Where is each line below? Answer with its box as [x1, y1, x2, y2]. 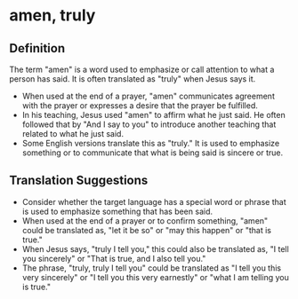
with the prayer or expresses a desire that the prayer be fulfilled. [21, 100, 258, 111]
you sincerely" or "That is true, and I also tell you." [21, 253, 206, 264]
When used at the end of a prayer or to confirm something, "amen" [21, 215, 269, 226]
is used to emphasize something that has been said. [21, 206, 213, 216]
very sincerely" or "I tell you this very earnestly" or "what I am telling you [21, 271, 289, 282]
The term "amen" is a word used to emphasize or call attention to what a [9, 64, 275, 75]
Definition [9, 41, 65, 56]
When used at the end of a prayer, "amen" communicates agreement [21, 90, 276, 101]
